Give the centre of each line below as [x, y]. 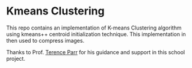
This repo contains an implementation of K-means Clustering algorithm [94, 28]
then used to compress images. [45, 40]
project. [16, 58]
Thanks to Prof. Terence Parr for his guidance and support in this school [96, 52]
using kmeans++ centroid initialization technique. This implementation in [96, 34]
